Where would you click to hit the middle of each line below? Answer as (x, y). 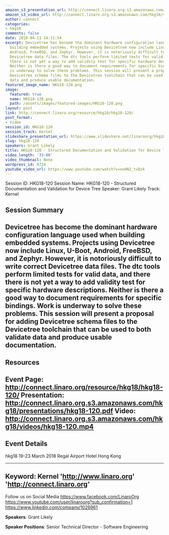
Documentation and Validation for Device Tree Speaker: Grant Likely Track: (83, 189)
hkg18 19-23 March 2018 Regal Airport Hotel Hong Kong (63, 456)
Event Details (26, 444)
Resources (22, 362)
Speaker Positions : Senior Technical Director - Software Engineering (77, 526)
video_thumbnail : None (29, 160)
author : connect (22, 19)
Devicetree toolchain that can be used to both (78, 330)
